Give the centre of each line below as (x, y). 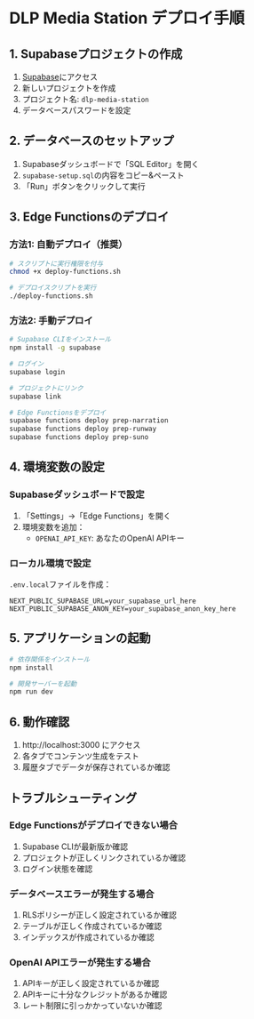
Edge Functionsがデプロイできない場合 (94, 825)
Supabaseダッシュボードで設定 (77, 494)
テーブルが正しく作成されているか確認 (92, 927)
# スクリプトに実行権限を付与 (56, 263)
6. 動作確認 (40, 722)
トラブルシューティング (73, 798)
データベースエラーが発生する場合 (82, 894)
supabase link (36, 397)
